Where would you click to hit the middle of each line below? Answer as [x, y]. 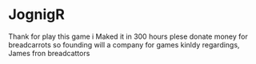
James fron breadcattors [49, 53]
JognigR [37, 15]
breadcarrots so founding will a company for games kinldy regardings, [124, 44]
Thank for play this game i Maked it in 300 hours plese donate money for [128, 36]
